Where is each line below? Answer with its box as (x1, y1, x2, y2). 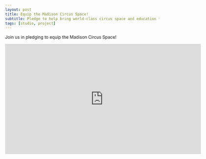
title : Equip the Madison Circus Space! (5, 12, 89, 17)
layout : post (5, 7, 32, 12)
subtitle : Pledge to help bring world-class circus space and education (5, 16, 157, 21)
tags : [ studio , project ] (5, 21, 56, 26)
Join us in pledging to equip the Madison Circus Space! (5, 34, 116, 40)
